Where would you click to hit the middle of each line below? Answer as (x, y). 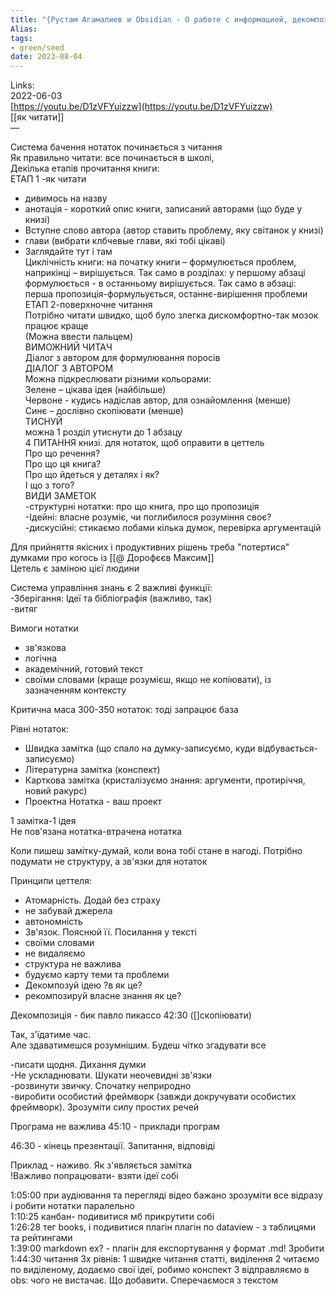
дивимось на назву (66, 198)
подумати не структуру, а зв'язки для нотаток (109, 862)
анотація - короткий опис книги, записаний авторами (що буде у (163, 209)
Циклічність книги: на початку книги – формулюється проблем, (160, 262)
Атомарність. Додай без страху (92, 900)
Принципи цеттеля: (51, 881)
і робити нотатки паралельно (72, 1206)
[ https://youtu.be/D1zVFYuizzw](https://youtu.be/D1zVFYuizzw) (141, 107)
